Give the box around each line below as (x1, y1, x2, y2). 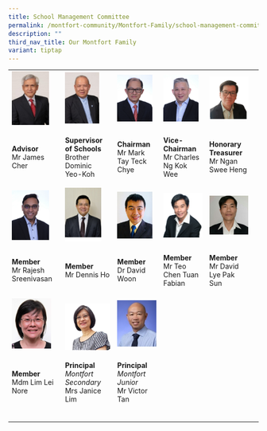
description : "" (8, 29, 62, 37)
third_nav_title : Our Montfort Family (8, 38, 137, 46)
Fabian (162, 278, 185, 288)
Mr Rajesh (11, 265, 45, 275)
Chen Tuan (162, 269, 199, 279)
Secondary (64, 377, 102, 386)
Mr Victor (117, 386, 149, 395)
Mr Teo (162, 261, 187, 271)
